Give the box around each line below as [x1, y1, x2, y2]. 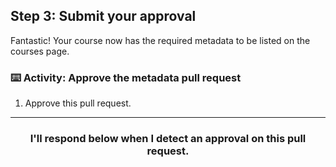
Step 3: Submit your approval [10, 8, 197, 25]
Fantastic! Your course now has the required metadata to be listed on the [10, 34, 311, 46]
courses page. [10, 45, 70, 57]
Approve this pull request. [24, 97, 132, 109]
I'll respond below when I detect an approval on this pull [29, 132, 307, 146]
